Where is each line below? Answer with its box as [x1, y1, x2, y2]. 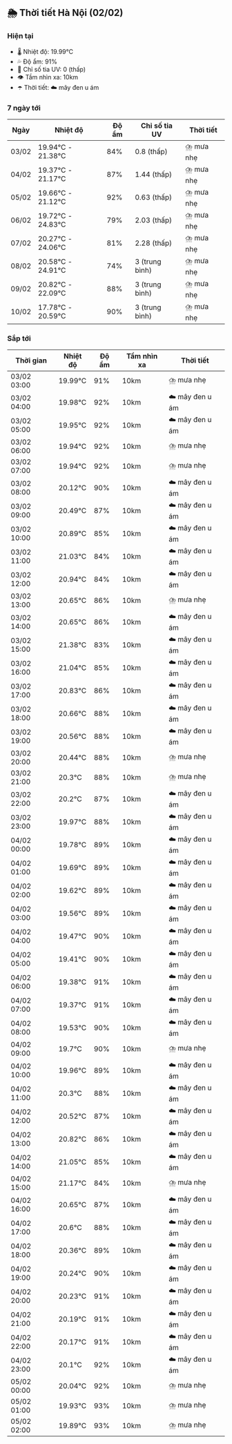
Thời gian [14, 356, 47, 365]
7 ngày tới [7, 103, 41, 113]
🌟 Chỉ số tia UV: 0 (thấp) [17, 65, 86, 73]
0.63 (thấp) [134, 193, 173, 202]
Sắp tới [7, 334, 31, 343]
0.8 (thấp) [134, 147, 168, 157]
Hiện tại [7, 31, 34, 41]
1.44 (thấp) [134, 170, 173, 180]
